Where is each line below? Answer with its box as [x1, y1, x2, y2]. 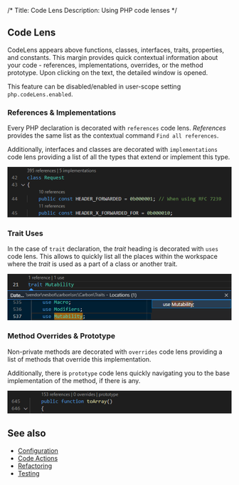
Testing [17, 469, 41, 477]
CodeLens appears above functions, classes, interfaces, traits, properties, [7, 46, 225, 54]
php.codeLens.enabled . [7, 89, 73, 98]
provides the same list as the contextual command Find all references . [7, 131, 219, 140]
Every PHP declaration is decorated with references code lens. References [7, 124, 226, 133]
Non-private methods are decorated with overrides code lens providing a [7, 347, 223, 356]
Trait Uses [7, 228, 44, 238]
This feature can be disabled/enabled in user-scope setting [7, 82, 181, 91]
